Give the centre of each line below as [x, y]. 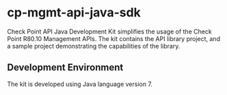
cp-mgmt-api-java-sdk [74, 13]
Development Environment [65, 67]
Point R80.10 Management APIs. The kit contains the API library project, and [114, 38]
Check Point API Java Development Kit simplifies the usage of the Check [109, 31]
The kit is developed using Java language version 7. [80, 84]
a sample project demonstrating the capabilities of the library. [94, 46]
